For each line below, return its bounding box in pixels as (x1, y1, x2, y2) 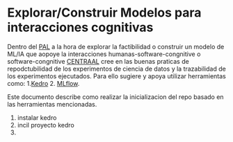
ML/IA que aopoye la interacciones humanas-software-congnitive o (7, 50, 201, 58)
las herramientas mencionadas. (7, 100, 97, 108)
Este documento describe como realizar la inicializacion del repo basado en (7, 92, 224, 101)
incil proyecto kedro (17, 121, 74, 129)
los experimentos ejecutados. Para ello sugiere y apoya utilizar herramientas (7, 71, 226, 80)
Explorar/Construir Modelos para (7, 5, 202, 21)
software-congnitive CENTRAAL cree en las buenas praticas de (7, 57, 189, 65)
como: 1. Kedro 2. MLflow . (7, 79, 80, 87)
